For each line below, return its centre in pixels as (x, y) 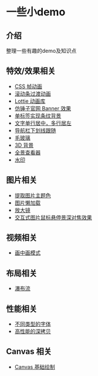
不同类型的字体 (33, 324)
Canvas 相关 (29, 352)
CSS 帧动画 (28, 86)
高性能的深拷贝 (33, 331)
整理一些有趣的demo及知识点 (41, 51)
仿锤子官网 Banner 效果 (43, 108)
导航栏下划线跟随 (35, 130)
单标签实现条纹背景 (38, 116)
